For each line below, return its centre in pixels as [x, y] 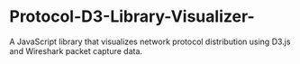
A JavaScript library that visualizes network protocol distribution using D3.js [150, 41]
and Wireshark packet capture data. [76, 50]
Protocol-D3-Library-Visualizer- [132, 17]
